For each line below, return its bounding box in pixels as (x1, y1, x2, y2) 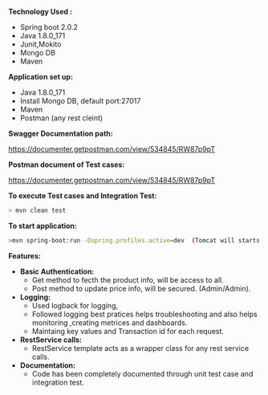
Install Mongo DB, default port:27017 (19, 96, 141, 105)
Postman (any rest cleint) (19, 113, 104, 123)
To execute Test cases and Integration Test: (8, 191, 157, 200)
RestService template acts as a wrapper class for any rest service (31, 343, 250, 352)
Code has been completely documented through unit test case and (31, 369, 254, 378)
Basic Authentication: (19, 267, 95, 276)
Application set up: (8, 72, 74, 81)
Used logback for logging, (31, 300, 119, 310)
